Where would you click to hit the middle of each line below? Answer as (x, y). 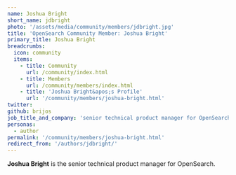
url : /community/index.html (67, 72)
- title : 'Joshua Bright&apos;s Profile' (81, 92)
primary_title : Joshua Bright (52, 40)
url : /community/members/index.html (79, 85)
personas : (22, 124)
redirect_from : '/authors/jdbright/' (63, 144)
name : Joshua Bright (38, 14)
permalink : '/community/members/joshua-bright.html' (86, 137)
